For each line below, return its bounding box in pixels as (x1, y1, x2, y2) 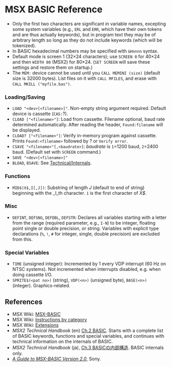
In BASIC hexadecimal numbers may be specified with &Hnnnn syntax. (12, 48, 159, 54)
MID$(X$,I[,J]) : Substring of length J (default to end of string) (12, 184, 145, 191)
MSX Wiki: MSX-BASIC (12, 311, 61, 317)
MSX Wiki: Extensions (12, 322, 59, 328)
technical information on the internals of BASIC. (12, 338, 113, 344)
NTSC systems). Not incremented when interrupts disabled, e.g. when (12, 266, 161, 272)
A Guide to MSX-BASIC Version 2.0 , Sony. (12, 356, 101, 362)
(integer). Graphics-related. (12, 283, 70, 289)
